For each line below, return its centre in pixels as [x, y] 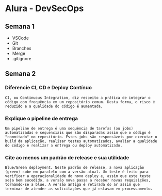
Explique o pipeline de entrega [41, 118]
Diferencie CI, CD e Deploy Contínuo [49, 88]
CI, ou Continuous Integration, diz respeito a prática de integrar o [78, 98]
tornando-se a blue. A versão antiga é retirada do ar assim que [72, 185]
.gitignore [22, 58]
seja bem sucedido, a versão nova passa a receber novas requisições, [78, 180]
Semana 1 [20, 26]
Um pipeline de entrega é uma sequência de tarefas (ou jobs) [69, 128]
